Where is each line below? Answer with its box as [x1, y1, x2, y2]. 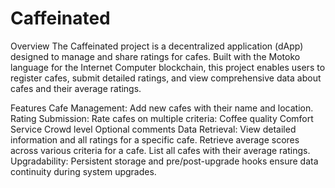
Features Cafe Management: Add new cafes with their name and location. [10, 102, 314, 114]
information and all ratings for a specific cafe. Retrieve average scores [10, 133, 300, 146]
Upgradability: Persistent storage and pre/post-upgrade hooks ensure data [10, 155, 319, 167]
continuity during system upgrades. [10, 165, 157, 177]
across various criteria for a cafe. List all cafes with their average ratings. [10, 144, 311, 156]
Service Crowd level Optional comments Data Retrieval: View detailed [10, 123, 297, 135]
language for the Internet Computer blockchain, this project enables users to [10, 61, 326, 73]
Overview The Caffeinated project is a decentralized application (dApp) [10, 40, 304, 52]
